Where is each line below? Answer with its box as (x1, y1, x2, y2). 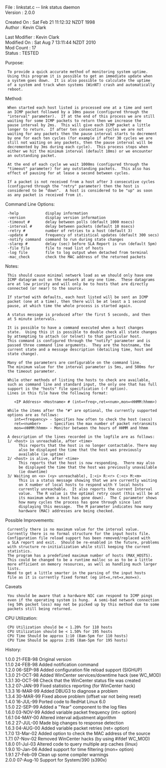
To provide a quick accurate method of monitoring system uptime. (7, 69, 149, 74)
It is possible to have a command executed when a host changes (7, 325, 144, 330)
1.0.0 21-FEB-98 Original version (5, 656, 71, 662)
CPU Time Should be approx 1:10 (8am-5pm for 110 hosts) (7, 633, 128, 638)
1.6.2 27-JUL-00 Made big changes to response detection (5, 720, 124, 726)
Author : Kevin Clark (5, 24, 46, 30)
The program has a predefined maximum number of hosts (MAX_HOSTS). (7, 553, 153, 558)
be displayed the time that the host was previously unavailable (18, 465, 157, 470)
